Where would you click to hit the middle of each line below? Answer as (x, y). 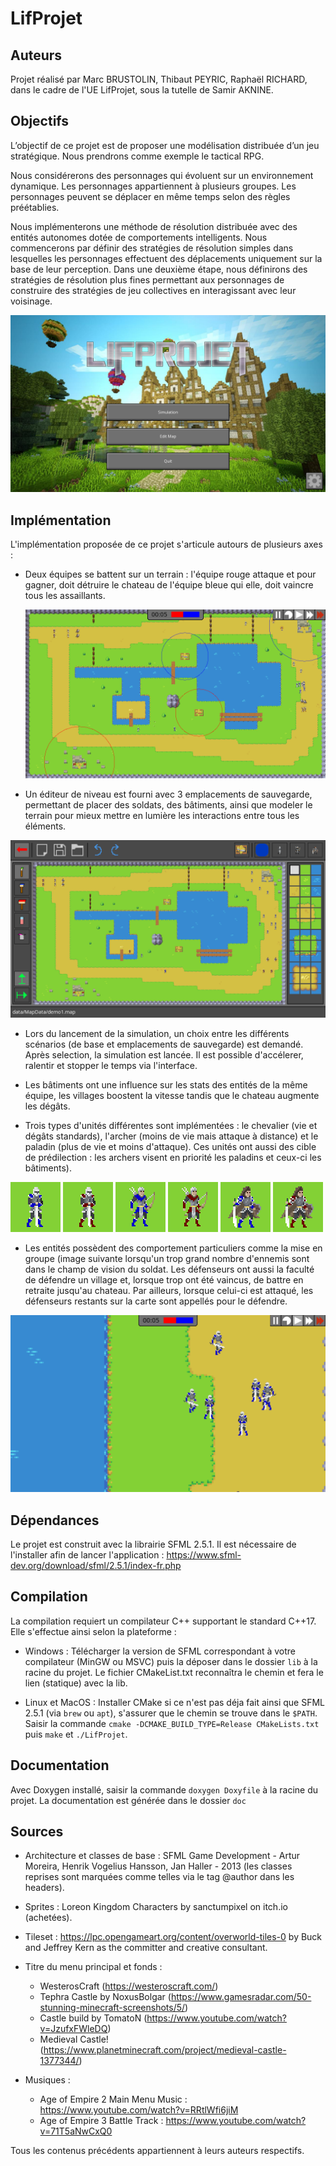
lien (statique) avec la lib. (76, 1683)
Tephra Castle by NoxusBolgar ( (105, 1997)
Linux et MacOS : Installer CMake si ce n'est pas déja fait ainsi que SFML (175, 1702)
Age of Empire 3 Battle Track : (101, 2121)
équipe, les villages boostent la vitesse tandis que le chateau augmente (172, 1095)
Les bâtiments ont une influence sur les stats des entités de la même (166, 1084)
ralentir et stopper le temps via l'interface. (111, 1065)
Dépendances (55, 1520)
